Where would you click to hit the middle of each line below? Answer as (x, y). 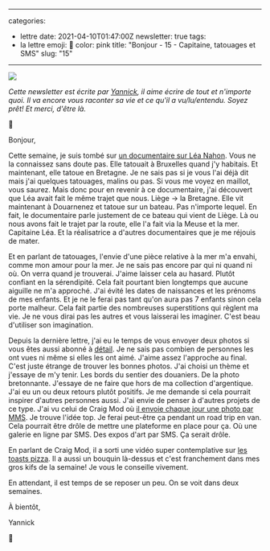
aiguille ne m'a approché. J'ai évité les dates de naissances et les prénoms (132, 291)
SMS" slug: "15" (46, 53)
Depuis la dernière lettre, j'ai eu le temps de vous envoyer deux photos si (129, 340)
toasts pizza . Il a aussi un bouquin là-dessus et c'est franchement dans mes (134, 458)
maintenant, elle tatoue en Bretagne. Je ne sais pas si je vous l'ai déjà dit (129, 173)
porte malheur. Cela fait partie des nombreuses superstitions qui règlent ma (133, 308)
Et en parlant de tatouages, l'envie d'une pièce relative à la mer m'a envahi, (133, 257)
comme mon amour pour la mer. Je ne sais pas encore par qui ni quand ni (131, 265)
